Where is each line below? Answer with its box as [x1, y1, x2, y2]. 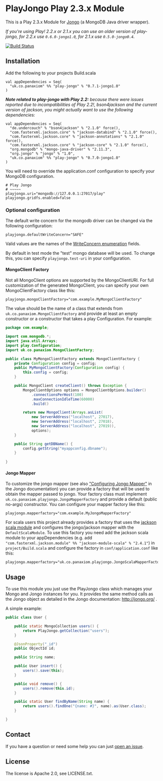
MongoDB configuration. [5, 173, 55, 179]
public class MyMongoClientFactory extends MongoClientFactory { [5, 356, 140, 361]
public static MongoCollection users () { [14, 624, 99, 628]
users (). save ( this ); [23, 668, 64, 673]
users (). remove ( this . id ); [23, 686, 75, 691]
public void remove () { [14, 681, 62, 686]
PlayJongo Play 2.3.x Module [5, 3, 125, 14]
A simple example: [5, 606, 43, 611]
